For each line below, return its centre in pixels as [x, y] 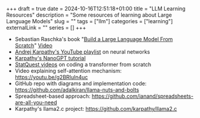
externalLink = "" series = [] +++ [46, 27]
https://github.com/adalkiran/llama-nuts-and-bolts [77, 90]
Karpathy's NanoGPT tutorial [50, 58]
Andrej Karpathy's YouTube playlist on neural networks [82, 52]
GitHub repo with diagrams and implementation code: [81, 83]
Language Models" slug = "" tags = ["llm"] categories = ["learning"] [90, 21]
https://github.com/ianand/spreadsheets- [143, 96]
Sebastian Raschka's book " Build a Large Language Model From [94, 39]
